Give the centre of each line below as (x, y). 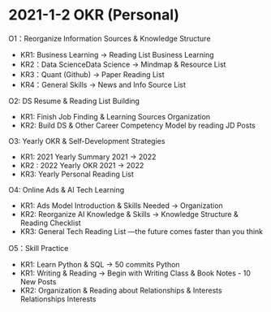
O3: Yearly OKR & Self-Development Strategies (87, 141)
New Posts (38, 281)
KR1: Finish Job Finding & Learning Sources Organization (115, 116)
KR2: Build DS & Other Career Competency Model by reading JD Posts (138, 125)
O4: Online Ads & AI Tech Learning (67, 189)
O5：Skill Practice (39, 248)
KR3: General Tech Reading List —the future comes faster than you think (142, 231)
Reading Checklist (50, 223)
